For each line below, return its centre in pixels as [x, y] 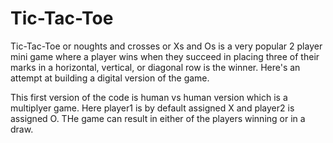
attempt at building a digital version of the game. [110, 78]
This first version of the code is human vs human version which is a [149, 97]
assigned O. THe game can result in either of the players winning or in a [158, 118]
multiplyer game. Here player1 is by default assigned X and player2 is [152, 108]
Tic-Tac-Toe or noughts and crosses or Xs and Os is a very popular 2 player [166, 46]
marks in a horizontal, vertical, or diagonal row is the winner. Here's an [155, 67]
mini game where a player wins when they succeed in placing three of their [165, 56]
